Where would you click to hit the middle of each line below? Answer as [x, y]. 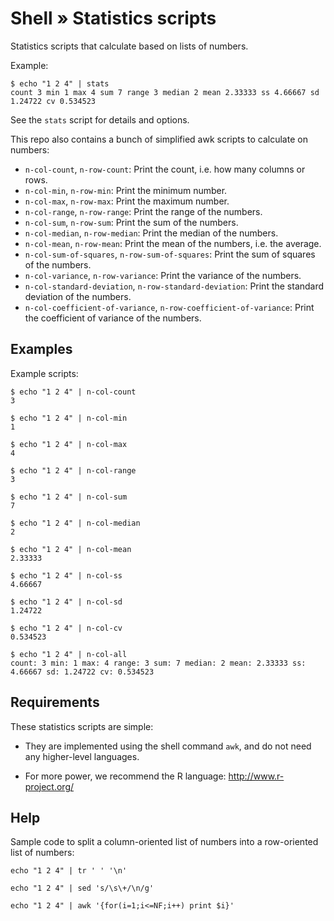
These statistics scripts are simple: [82, 726]
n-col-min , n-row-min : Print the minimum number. [126, 190]
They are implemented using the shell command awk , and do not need [168, 746]
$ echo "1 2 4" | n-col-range [73, 470]
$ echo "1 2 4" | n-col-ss [66, 575]
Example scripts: [44, 373]
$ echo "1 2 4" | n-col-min [69, 418]
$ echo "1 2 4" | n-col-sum [69, 497]
